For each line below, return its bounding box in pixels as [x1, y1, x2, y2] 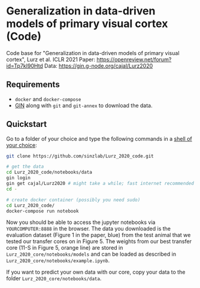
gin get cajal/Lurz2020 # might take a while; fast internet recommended [6, 181, 195, 187]
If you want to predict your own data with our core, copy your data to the [6, 268, 186, 276]
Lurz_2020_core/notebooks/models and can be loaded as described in [6, 250, 177, 258]
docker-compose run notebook [6, 208, 79, 214]
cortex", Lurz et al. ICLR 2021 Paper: [6, 56, 96, 63]
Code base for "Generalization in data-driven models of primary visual [6, 49, 180, 56]
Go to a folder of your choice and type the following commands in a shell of [6, 135, 193, 142]
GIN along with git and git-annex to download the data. [14, 102, 153, 109]
